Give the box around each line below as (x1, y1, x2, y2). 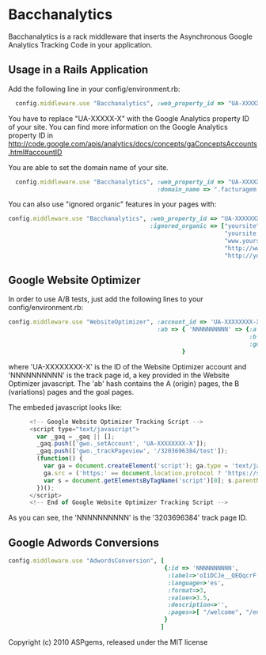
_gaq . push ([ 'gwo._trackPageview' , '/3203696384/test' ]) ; (36, 447, 228, 456)
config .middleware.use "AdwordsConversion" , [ (8, 557, 165, 565)
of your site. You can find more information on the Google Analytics (8, 122, 228, 131)
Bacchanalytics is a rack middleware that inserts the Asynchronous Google (8, 32, 253, 41)
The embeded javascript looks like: (8, 402, 123, 412)
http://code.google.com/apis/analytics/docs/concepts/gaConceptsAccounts (8, 138, 257, 148)
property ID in (8, 131, 54, 140)
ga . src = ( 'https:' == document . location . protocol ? (43, 469, 222, 477)
